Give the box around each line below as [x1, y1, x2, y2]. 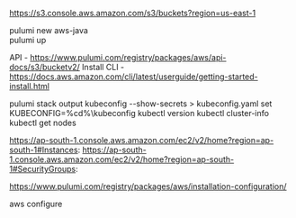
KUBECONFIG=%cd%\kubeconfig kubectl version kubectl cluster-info [9, 108, 270, 118]
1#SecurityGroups [9, 164, 76, 174]
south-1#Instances [9, 144, 78, 155]
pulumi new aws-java [9, 25, 88, 35]
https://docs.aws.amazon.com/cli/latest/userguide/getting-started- [9, 71, 258, 82]
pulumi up [9, 35, 47, 45]
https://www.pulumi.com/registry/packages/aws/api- [30, 52, 227, 62]
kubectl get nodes [9, 117, 76, 128]
